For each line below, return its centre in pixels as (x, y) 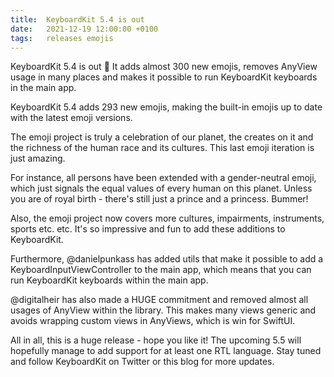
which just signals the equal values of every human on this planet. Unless (161, 188)
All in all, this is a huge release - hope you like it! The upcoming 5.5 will (156, 340)
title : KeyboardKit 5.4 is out (77, 19)
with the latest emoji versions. (71, 118)
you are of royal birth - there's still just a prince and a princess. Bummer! (159, 199)
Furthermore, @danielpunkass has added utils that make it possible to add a (167, 259)
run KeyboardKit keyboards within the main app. (109, 280)
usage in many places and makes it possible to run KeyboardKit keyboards (164, 77)
